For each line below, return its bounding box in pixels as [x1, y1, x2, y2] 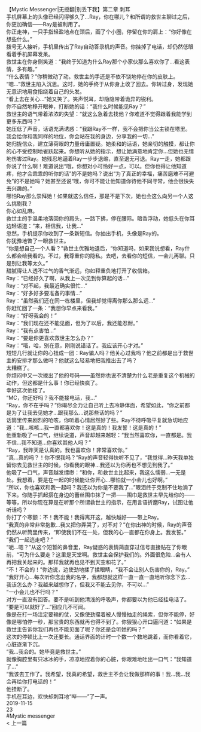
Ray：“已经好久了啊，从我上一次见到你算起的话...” [6, 275, 130, 281]
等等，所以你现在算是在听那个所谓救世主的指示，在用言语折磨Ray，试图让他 [6, 499, 194, 506]
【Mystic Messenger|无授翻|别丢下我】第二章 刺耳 [6, 6, 130, 13]
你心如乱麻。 [6, 207, 38, 215]
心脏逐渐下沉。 [6, 641, 43, 648]
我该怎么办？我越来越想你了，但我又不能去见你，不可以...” [6, 581, 150, 588]
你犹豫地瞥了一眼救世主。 [6, 237, 69, 244]
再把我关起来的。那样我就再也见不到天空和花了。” [6, 559, 127, 565]
